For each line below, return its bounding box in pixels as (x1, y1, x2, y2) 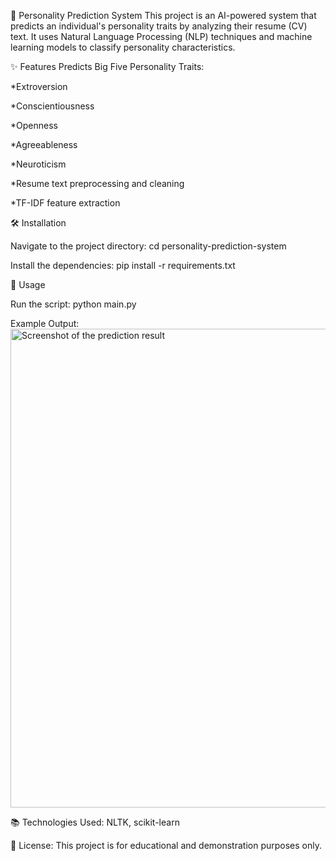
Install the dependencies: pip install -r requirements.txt (10, 260, 236, 271)
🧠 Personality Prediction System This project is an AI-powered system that (10, 10, 317, 21)
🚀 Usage (10, 279, 46, 290)
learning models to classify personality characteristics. (10, 41, 236, 53)
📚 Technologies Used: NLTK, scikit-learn (10, 816, 180, 828)
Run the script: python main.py (10, 298, 137, 310)
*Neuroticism (10, 158, 67, 170)
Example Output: (10, 318, 80, 329)
